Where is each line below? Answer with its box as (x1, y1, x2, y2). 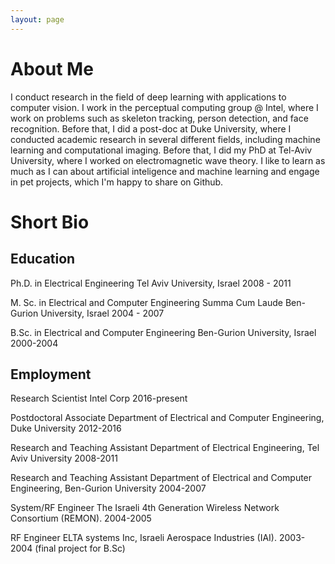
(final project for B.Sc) (34, 542, 126, 555)
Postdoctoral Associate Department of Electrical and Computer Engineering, (10, 412, 325, 424)
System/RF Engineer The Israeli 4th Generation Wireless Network (10, 502, 280, 514)
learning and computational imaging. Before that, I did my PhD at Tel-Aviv (10, 144, 313, 156)
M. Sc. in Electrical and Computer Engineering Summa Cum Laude (10, 296, 283, 308)
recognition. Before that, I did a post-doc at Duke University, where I (10, 122, 292, 135)
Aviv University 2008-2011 (10, 452, 118, 465)
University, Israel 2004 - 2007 (40, 307, 165, 319)
